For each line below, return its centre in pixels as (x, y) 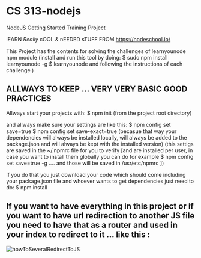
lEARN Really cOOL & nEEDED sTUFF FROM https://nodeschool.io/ (88, 39)
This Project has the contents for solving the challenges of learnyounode (96, 51)
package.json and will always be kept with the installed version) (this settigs (100, 144)
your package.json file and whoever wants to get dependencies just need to (100, 181)
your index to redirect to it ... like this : (78, 235)
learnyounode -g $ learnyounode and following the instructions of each (94, 64)
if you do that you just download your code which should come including (96, 174)
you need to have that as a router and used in (92, 225)
